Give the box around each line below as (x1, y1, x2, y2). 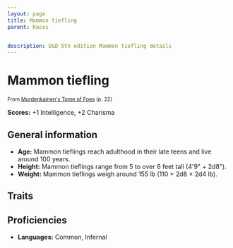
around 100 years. (17, 155, 71, 163)
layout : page (7, 10, 46, 18)
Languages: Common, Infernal (17, 233, 107, 242)
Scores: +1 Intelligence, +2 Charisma (7, 108, 115, 117)
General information (7, 128, 97, 141)
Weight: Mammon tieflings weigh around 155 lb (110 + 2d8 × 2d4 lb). (17, 170, 217, 178)
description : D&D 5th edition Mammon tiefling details (7, 42, 172, 49)
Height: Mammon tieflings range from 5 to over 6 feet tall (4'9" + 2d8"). (17, 163, 227, 170)
